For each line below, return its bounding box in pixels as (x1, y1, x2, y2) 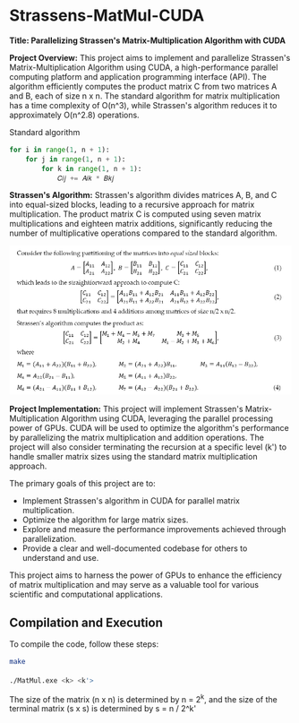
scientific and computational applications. (9, 589, 164, 600)
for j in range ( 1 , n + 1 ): (25, 154, 126, 164)
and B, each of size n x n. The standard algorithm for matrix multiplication (9, 90, 280, 101)
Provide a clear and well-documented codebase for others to (21, 543, 248, 554)
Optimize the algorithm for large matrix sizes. (21, 514, 189, 525)
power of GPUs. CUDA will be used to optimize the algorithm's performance (9, 423, 289, 434)
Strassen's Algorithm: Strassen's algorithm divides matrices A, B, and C (9, 190, 278, 201)
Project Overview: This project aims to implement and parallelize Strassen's (9, 52, 291, 63)
